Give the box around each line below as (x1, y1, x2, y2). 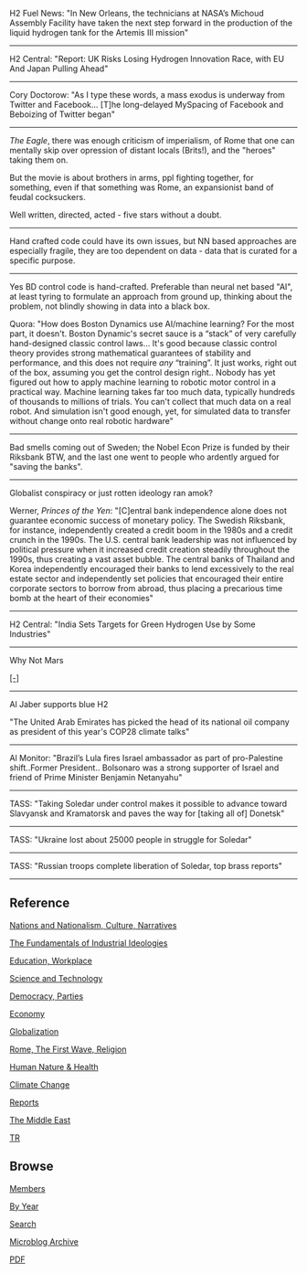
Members (9, 1183, 46, 1193)
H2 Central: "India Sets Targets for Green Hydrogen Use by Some (9, 619, 256, 630)
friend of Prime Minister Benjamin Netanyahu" (9, 772, 183, 782)
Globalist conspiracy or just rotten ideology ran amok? (9, 488, 213, 498)
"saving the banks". (9, 461, 83, 472)
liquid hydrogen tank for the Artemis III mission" (9, 27, 189, 37)
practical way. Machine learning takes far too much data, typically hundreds (9, 387, 295, 397)
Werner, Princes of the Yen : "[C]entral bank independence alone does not (9, 505, 288, 515)
